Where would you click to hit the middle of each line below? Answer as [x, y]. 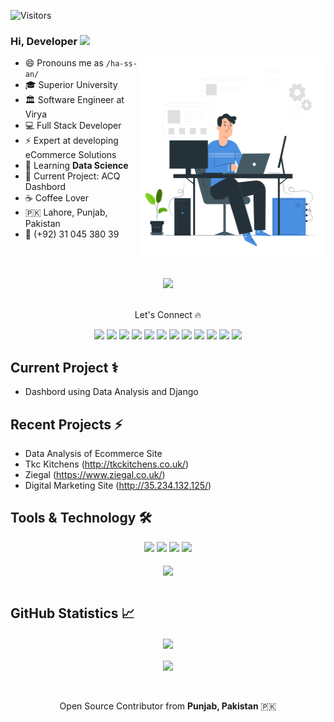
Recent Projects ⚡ [66, 424]
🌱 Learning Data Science [76, 166]
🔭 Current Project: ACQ [72, 176]
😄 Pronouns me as [64, 63]
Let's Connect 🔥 [168, 315]
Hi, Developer [44, 41]
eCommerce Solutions [70, 155]
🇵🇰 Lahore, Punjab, [66, 212]
